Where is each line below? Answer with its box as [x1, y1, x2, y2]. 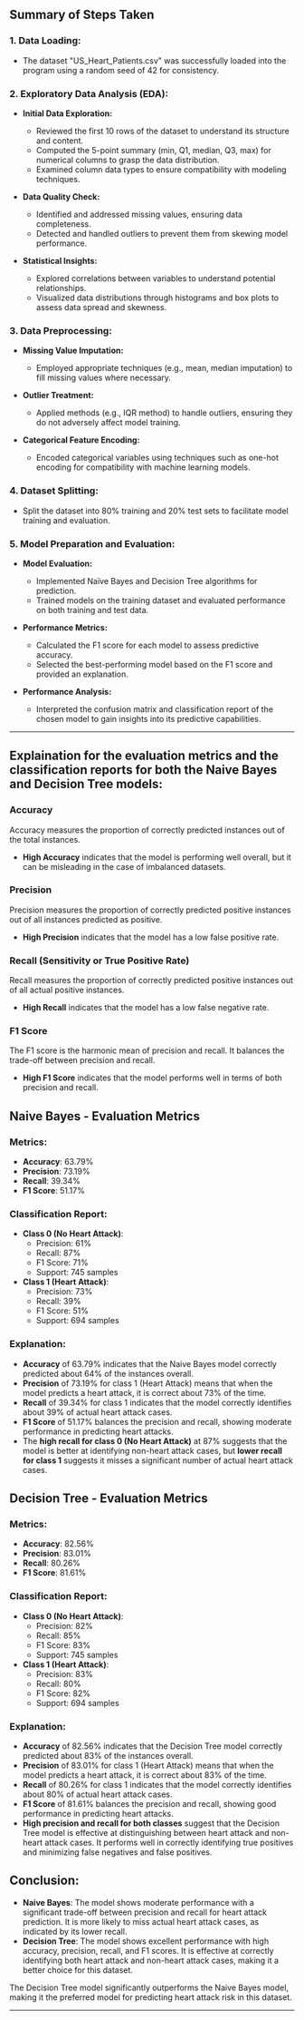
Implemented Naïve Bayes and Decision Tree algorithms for [35, 575, 258, 586]
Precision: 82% [35, 1620, 93, 1631]
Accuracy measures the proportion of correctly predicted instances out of [9, 825, 285, 835]
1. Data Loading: [9, 34, 81, 47]
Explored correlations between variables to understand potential [35, 272, 276, 284]
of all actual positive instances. [9, 984, 125, 996]
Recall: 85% [35, 1630, 81, 1641]
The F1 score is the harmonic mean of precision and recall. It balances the [9, 1045, 285, 1056]
